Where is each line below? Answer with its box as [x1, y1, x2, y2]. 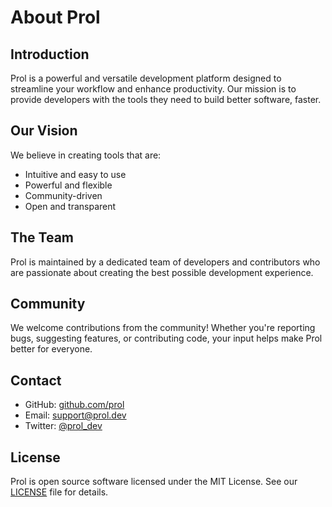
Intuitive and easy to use [24, 168, 127, 180]
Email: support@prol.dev [24, 409, 127, 421]
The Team [10, 229, 75, 246]
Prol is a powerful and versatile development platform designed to [10, 72, 282, 84]
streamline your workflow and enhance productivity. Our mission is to [10, 83, 297, 95]
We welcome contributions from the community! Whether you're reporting [10, 322, 316, 334]
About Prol [10, 6, 101, 29]
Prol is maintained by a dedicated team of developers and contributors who [10, 256, 321, 268]
